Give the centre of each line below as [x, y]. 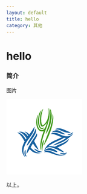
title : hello [23, 19]
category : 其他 [24, 25]
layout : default [27, 13]
